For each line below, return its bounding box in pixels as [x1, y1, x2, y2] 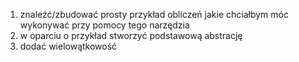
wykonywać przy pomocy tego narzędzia [19, 19, 190, 31]
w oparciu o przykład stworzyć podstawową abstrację [19, 30, 243, 41]
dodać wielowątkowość [19, 40, 118, 52]
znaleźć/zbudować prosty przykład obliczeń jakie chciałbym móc [19, 9, 289, 20]
